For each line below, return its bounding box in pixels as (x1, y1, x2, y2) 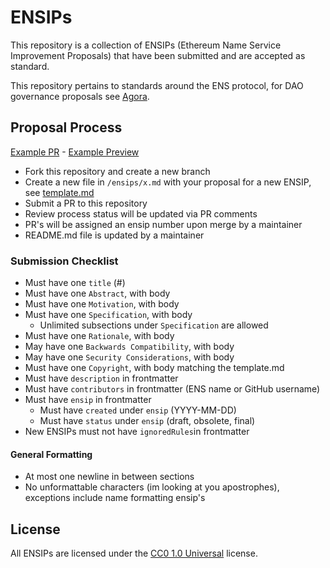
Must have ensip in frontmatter (24, 394, 152, 406)
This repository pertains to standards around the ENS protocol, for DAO (10, 79, 304, 91)
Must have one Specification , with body (24, 309, 193, 321)
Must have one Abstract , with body (24, 287, 171, 300)
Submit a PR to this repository (24, 197, 148, 209)
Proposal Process (10, 119, 123, 136)
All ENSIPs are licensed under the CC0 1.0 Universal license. (10, 547, 258, 560)
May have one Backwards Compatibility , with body (24, 341, 235, 353)
